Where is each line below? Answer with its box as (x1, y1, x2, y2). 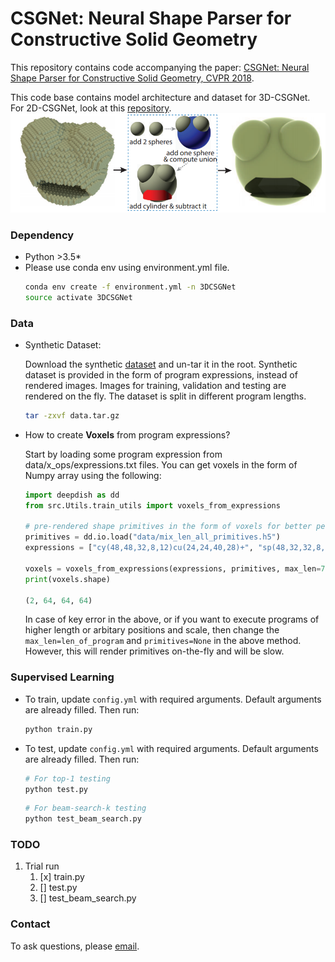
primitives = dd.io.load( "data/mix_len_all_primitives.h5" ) (24, 532, 281, 542)
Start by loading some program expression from (24, 448, 223, 460)
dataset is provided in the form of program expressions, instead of (24, 368, 298, 381)
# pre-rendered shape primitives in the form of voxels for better (24, 522, 312, 532)
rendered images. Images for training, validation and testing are (24, 379, 287, 391)
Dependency (10, 228, 75, 242)
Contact (10, 917, 51, 931)
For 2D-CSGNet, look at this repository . (10, 102, 172, 114)
